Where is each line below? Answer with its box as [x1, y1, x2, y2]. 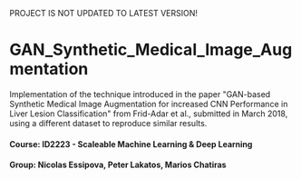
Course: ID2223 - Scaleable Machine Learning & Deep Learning [9, 138, 253, 149]
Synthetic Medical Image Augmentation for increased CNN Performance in [9, 98, 288, 109]
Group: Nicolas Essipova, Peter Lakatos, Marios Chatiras [9, 159, 227, 171]
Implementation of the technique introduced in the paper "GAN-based [9, 88, 271, 99]
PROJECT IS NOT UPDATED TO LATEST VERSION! [9, 8, 198, 18]
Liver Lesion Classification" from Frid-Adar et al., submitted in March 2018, [9, 108, 288, 119]
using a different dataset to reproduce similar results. [9, 117, 208, 128]
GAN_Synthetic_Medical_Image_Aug [9, 40, 293, 60]
